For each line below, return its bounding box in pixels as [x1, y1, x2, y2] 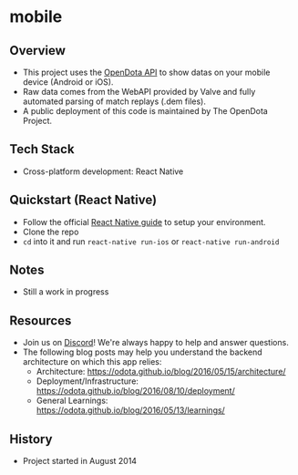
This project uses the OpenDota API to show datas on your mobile [22, 67, 271, 77]
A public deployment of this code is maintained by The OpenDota [22, 106, 269, 116]
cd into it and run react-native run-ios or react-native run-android [22, 235, 280, 247]
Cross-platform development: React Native [22, 166, 184, 177]
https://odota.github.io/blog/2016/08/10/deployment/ [36, 386, 235, 397]
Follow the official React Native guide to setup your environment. [22, 216, 266, 227]
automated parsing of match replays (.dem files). [22, 96, 207, 107]
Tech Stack [9, 141, 75, 157]
